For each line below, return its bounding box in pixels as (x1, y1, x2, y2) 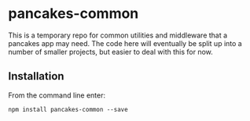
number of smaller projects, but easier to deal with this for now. (8, 47, 214, 56)
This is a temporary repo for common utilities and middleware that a (8, 30, 228, 40)
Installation (8, 69, 64, 83)
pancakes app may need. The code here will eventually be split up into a (8, 38, 242, 48)
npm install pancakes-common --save (8, 105, 128, 113)
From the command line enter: (8, 91, 106, 100)
